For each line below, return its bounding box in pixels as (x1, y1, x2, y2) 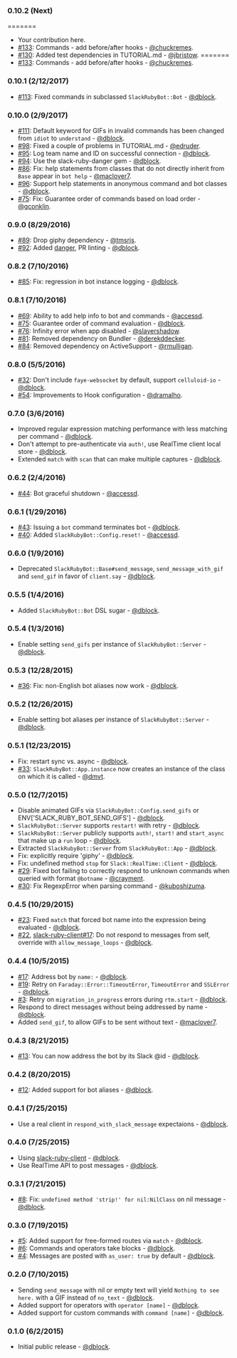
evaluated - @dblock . (17, 923, 81, 931)
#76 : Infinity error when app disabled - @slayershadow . (17, 326, 181, 335)
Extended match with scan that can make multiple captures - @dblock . (17, 455, 222, 464)
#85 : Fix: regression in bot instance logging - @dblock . (17, 277, 179, 286)
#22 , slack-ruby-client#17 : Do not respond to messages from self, (17, 931, 211, 939)
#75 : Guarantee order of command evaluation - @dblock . (17, 319, 186, 328)
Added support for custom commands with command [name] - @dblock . (17, 1308, 224, 1317)
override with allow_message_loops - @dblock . (17, 939, 153, 947)
